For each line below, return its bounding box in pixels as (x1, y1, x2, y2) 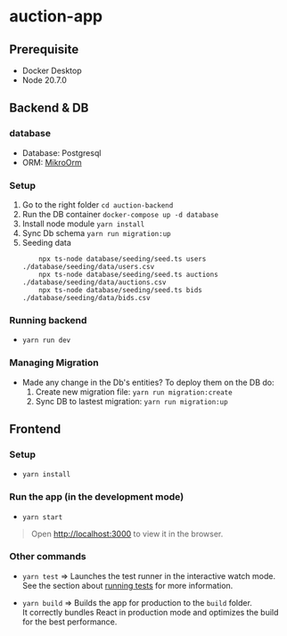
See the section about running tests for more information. (21, 580, 234, 591)
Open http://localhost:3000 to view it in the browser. (30, 528, 224, 539)
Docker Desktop (21, 65, 82, 76)
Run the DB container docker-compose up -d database (21, 208, 219, 219)
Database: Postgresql (21, 147, 102, 158)
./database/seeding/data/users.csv (21, 262, 155, 271)
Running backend (9, 314, 87, 326)
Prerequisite (9, 42, 79, 57)
